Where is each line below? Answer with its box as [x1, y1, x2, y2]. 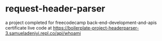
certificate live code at [5, 24, 52, 30]
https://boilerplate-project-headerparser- [53, 24, 139, 30]
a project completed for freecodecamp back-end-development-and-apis [5, 19, 157, 25]
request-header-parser [5, 3, 105, 14]
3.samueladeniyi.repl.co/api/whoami [5, 30, 81, 36]
